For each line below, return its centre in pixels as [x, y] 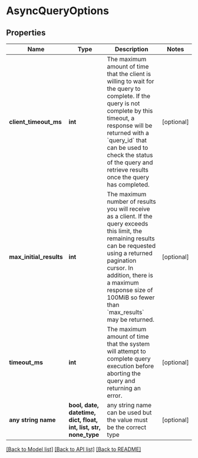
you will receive [128, 209]
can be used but [129, 413]
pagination [122, 261]
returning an [124, 388]
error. [115, 395]
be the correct [126, 427]
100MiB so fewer [131, 297]
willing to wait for [131, 81]
